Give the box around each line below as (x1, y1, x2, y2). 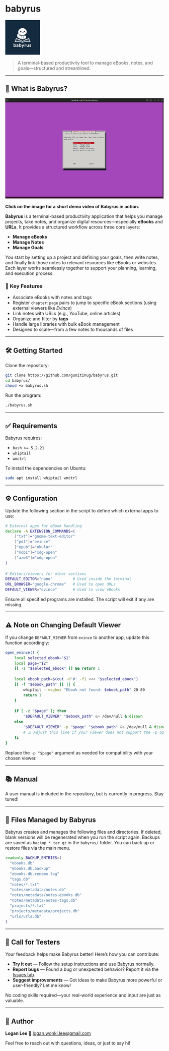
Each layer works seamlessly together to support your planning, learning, (5, 265, 157, 271)
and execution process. (5, 270, 54, 276)
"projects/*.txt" (10, 903, 46, 908)
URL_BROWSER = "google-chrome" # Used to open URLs (5, 582, 116, 587)
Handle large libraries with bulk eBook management (12, 321, 120, 327)
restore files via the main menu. (5, 845, 70, 851)
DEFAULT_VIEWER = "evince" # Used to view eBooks (5, 587, 121, 593)
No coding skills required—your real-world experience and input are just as (5, 992, 161, 999)
